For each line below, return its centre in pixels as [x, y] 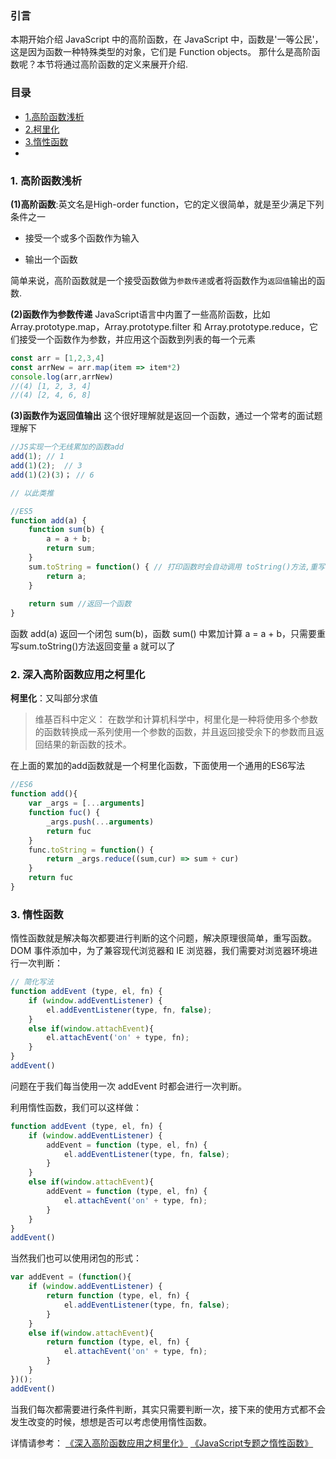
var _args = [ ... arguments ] [86, 803]
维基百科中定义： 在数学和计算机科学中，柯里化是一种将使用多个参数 [176, 719]
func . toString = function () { [91, 850]
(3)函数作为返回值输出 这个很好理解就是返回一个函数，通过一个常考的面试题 [166, 416]
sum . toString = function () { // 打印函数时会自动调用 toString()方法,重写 [177, 567]
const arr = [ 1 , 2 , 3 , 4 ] [57, 358]
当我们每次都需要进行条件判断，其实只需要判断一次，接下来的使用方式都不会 [168, 1409]
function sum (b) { [66, 530]
